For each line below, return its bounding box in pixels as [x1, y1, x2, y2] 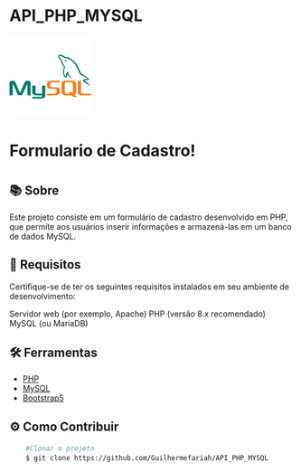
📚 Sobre [9, 183, 60, 199]
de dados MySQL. [9, 231, 77, 241]
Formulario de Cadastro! [9, 141, 196, 161]
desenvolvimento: [9, 290, 76, 301]
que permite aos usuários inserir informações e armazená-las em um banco [9, 221, 292, 231]
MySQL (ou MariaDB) [9, 317, 89, 328]
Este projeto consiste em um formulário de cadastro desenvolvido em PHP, [9, 212, 289, 222]
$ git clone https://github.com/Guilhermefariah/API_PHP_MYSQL [25, 454, 269, 463]
